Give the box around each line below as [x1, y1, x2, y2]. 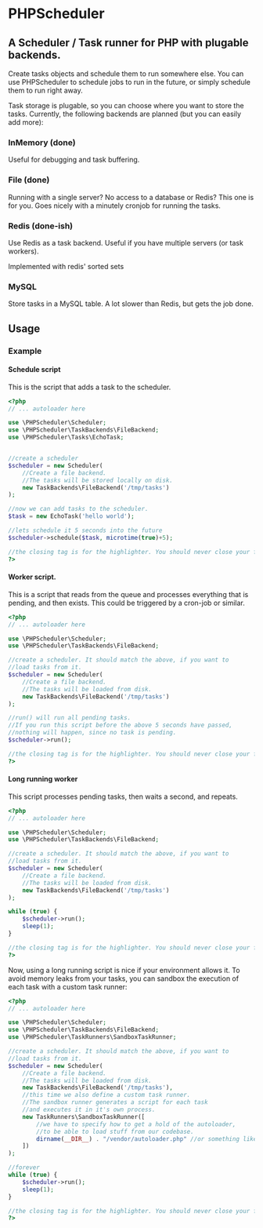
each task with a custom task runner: [8, 982, 128, 991]
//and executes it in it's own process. [22, 1106, 156, 1114]
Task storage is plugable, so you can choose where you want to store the [8, 101, 244, 110]
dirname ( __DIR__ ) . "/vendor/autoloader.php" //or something [36, 1135, 240, 1142]
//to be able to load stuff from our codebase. [36, 1128, 194, 1135]
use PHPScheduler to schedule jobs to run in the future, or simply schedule [8, 78, 251, 86]
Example [8, 345, 42, 356]
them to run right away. [8, 86, 84, 95]
